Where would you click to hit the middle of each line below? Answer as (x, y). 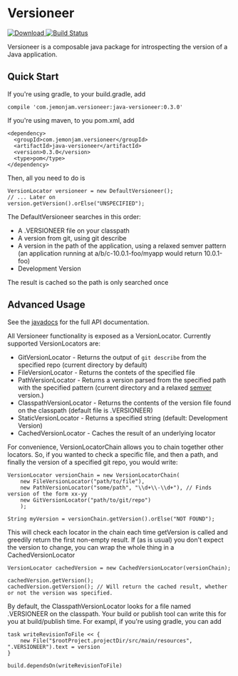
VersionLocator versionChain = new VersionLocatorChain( (94, 475)
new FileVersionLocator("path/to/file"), (82, 481)
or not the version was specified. (60, 593)
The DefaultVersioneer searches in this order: (74, 216)
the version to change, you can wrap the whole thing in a (91, 547)
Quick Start (33, 77)
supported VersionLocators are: (54, 343)
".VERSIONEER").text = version (54, 647)
